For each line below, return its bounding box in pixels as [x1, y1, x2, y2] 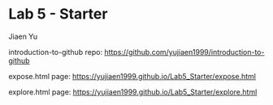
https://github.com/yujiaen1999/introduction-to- [104, 47, 265, 57]
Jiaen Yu [8, 31, 38, 41]
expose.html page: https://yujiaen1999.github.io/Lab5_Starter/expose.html [8, 71, 256, 81]
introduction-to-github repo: [8, 47, 103, 57]
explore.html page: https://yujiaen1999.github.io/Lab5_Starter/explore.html [8, 86, 258, 97]
